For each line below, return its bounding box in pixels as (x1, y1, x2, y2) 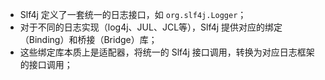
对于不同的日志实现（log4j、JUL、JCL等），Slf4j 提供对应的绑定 (19, 21, 283, 33)
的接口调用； (19, 59, 73, 70)
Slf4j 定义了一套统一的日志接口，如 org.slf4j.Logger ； (19, 9, 247, 20)
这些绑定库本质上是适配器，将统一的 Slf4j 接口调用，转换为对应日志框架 (19, 46, 315, 58)
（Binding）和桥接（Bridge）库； (19, 34, 158, 45)
